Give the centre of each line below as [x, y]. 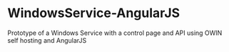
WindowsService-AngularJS [94, 13]
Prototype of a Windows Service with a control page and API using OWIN [115, 33]
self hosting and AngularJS [47, 40]
